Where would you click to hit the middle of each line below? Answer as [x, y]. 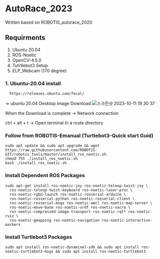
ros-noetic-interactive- [127, 220]
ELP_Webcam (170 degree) [40, 71]
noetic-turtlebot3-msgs [29, 251]
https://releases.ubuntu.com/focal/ [47, 94]
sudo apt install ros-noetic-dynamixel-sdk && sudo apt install [72, 247]
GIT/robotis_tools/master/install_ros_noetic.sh [56, 154]
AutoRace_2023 [39, 9]
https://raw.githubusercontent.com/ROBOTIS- [51, 150]
